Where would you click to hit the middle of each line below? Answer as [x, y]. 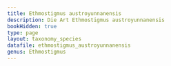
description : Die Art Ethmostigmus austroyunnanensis [86, 20]
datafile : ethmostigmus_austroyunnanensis [69, 45]
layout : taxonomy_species [44, 39]
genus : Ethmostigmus [37, 52]
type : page [23, 33]
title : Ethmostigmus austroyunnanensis [64, 13]
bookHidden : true [32, 26]
